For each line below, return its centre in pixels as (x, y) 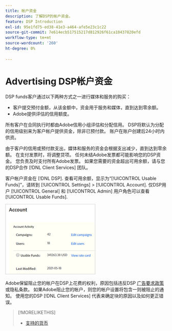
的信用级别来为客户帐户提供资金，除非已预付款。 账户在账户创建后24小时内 (85, 131)
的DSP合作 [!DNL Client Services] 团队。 (48, 167)
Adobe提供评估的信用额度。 (42, 114)
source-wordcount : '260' (32, 43)
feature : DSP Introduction (34, 21)
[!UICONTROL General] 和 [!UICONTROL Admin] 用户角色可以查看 (80, 191)
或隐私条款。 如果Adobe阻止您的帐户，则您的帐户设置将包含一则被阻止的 (82, 289)
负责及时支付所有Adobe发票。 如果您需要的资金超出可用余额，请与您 (92, 161)
